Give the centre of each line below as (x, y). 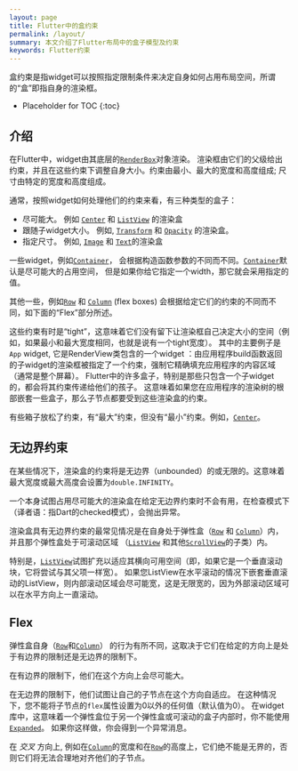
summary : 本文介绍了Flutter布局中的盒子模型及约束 (94, 42)
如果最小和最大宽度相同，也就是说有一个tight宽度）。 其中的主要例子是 (153, 342)
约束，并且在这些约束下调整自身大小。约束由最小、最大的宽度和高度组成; (143, 170)
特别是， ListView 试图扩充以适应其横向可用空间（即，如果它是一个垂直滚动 (146, 560)
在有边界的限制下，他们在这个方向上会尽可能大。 (99, 675)
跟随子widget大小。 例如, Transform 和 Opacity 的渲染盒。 (128, 230)
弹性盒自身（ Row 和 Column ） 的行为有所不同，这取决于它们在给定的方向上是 (145, 645)
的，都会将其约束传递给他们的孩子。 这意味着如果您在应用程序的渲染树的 (143, 387)
